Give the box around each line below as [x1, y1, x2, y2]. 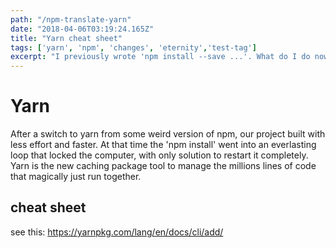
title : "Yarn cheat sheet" [10, 33, 123, 43]
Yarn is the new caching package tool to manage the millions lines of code [10, 160, 317, 172]
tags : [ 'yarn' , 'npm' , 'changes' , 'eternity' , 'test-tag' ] [10, 42, 257, 53]
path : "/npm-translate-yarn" [10, 14, 132, 25]
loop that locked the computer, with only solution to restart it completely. [10, 149, 309, 161]
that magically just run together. [10, 171, 142, 183]
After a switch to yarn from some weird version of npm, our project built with [10, 128, 326, 140]
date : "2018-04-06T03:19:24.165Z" [10, 24, 155, 34]
